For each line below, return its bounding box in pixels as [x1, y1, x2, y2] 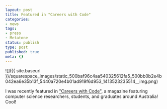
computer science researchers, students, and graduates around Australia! [5, 93, 158, 99]
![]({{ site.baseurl [5, 68, 41, 74]
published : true [5, 49, 39, 54]
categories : [5, 17, 30, 22]
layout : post [5, 7, 33, 13]
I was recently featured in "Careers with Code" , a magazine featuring [5, 88, 148, 94]
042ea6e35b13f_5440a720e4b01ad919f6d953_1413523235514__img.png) [5, 78, 158, 84]
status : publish [5, 40, 39, 45]
